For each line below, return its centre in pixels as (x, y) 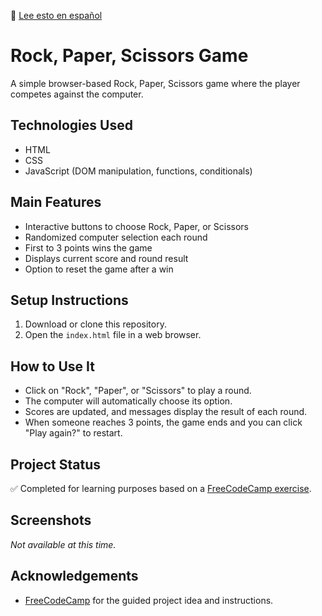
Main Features (56, 202)
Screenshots (51, 520)
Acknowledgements (74, 576)
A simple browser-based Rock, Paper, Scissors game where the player (155, 83)
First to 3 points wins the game (88, 247)
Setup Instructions (69, 300)
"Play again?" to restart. (73, 433)
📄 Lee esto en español (56, 15)
